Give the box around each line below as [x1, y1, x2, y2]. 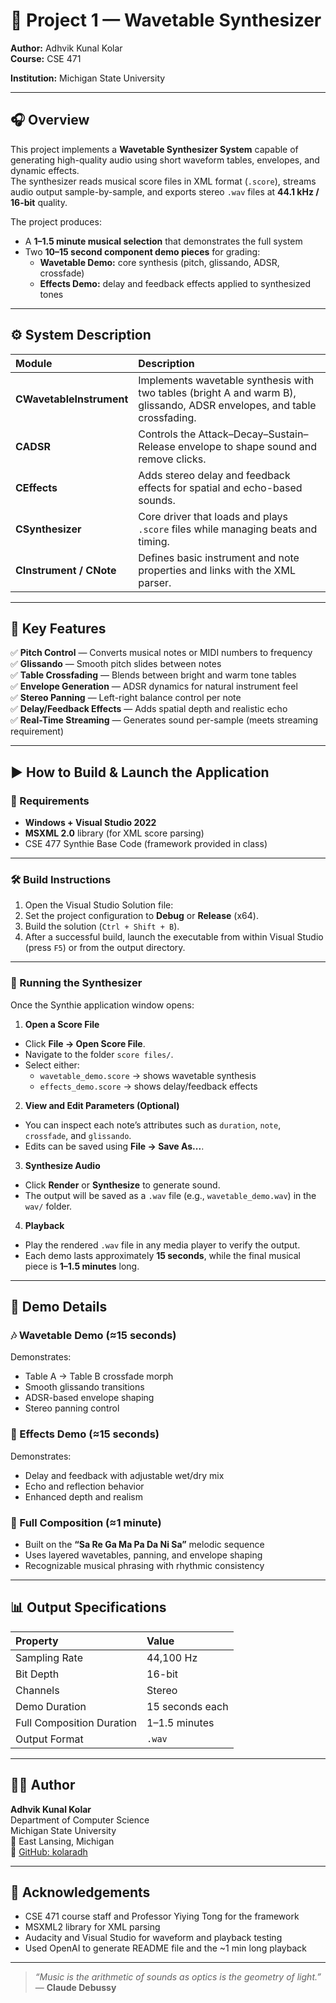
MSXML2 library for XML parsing [24, 1921, 161, 1933]
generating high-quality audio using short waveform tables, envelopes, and [10, 154, 320, 166]
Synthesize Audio [24, 1159, 101, 1171]
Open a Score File [24, 1018, 100, 1030]
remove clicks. [138, 452, 207, 466]
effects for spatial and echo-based [138, 480, 303, 494]
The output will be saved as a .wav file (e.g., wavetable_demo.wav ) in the [24, 1189, 317, 1201]
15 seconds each [146, 1699, 229, 1713]
